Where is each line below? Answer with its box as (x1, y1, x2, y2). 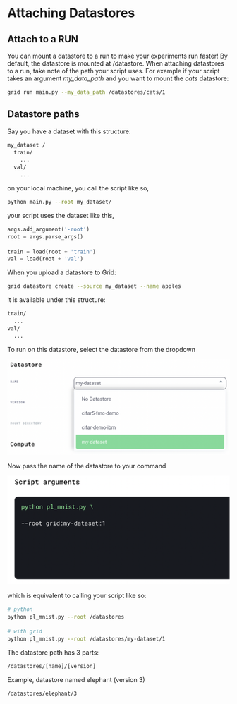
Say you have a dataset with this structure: (7, 127, 131, 135)
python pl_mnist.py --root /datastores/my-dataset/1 (7, 636, 166, 643)
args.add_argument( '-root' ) (7, 226, 90, 233)
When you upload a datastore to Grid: (7, 268, 116, 277)
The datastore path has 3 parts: (7, 648, 99, 657)
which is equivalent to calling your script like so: (7, 591, 147, 600)
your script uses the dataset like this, (7, 211, 114, 219)
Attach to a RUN (7, 33, 79, 45)
